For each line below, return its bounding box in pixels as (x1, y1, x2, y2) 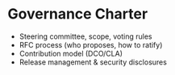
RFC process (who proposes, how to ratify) (19, 40, 163, 49)
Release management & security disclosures (19, 57, 167, 67)
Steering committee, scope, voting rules (19, 31, 152, 41)
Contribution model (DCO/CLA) (19, 48, 123, 58)
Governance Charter (7, 5, 148, 23)
